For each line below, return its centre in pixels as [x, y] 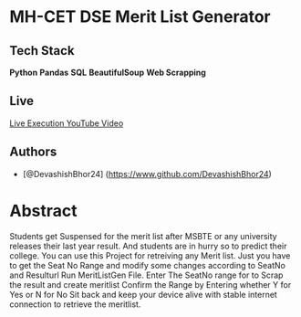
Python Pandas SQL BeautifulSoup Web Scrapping [108, 72]
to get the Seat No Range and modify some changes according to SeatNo [147, 265]
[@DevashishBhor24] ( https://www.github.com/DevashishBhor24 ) [147, 174]
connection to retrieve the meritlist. [75, 304]
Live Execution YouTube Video [67, 123]
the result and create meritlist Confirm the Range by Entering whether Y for [150, 284]
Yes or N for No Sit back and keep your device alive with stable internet [144, 294]
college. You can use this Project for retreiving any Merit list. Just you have [150, 255]
